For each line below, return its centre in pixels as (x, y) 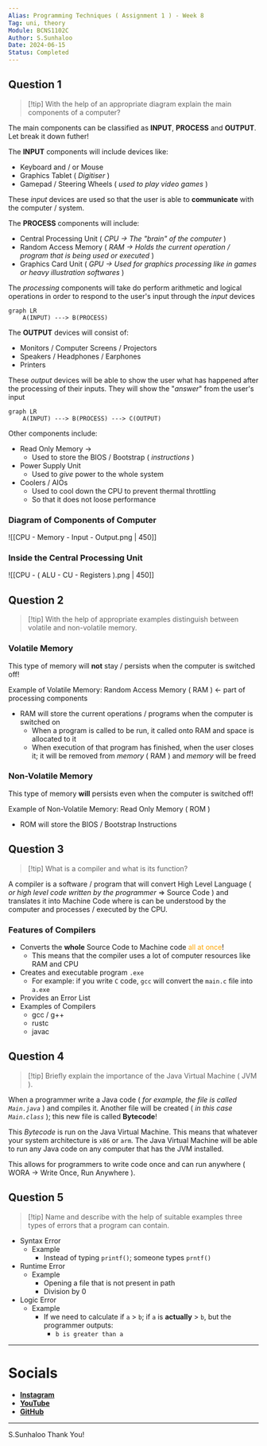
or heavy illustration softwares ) (72, 272)
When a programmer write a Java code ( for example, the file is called (122, 1099)
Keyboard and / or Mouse (62, 167)
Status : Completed (39, 52)
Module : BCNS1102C (39, 30)
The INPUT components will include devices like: (88, 151)
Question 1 (35, 85)
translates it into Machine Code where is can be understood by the (117, 901)
